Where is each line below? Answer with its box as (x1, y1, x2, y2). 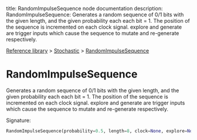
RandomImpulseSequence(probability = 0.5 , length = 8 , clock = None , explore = (6, 128, 188, 134)
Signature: (6, 117, 31, 124)
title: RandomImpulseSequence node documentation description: (6, 5, 163, 12)
